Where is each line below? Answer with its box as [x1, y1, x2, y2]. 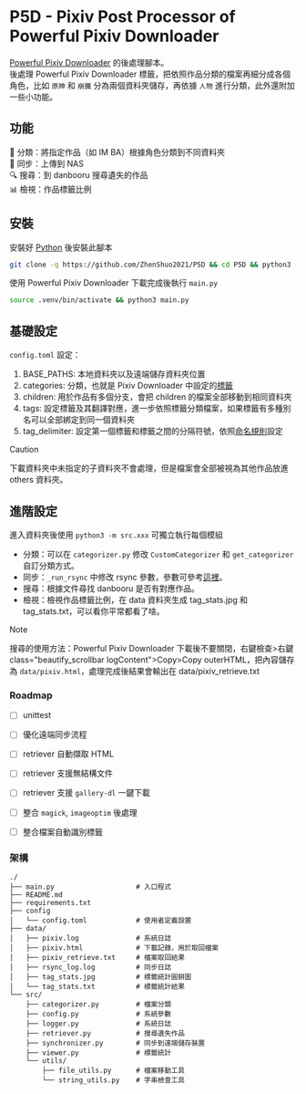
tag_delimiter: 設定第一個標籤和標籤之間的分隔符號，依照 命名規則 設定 [22, 426, 284, 437]
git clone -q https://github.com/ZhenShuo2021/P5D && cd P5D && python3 [9, 260, 291, 269]
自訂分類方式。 [22, 559, 79, 571]
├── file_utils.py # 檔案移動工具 [42, 1066, 185, 1075]
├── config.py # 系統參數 [25, 1009, 171, 1018]
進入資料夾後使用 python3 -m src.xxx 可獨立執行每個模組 [9, 529, 223, 540]
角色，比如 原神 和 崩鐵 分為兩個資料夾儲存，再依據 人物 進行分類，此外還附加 [9, 79, 296, 90]
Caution [9, 444, 39, 455]
